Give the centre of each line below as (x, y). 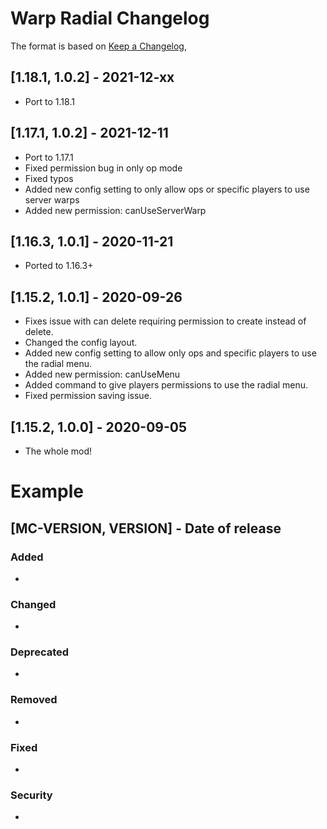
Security (31, 795)
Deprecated (40, 652)
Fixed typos (49, 178)
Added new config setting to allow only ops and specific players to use (170, 353)
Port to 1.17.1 (49, 157)
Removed (34, 700)
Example (47, 491)
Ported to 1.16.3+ (59, 266)
